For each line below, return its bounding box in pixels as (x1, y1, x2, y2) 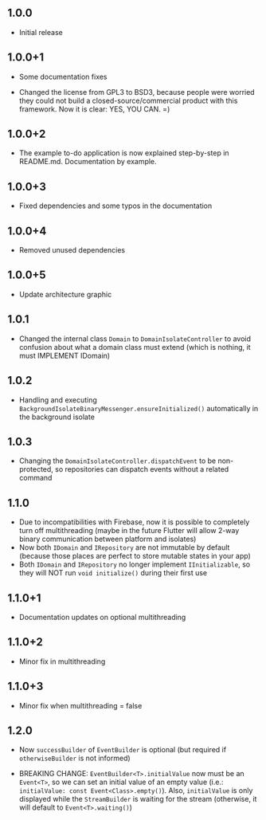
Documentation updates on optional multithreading (18, 612, 186, 622)
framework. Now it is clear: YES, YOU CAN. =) (18, 104, 170, 114)
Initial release (18, 27, 63, 37)
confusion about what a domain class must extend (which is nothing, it (18, 342, 251, 351)
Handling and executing (18, 394, 97, 405)
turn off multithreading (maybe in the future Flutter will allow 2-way (18, 526, 240, 536)
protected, (18, 465, 53, 474)
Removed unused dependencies (18, 245, 125, 255)
